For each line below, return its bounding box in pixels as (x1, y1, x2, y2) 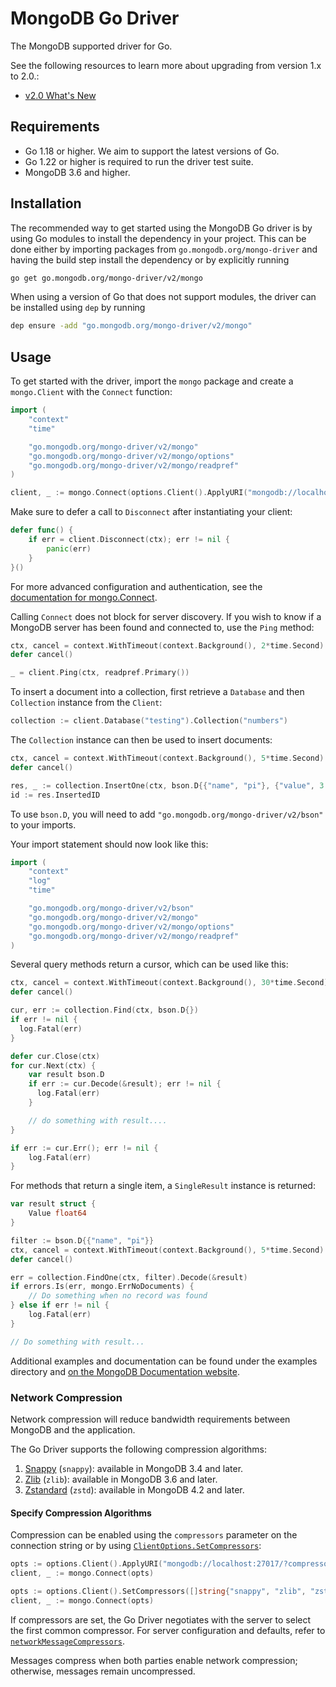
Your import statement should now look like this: (10, 838, 209, 850)
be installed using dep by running (10, 302, 146, 314)
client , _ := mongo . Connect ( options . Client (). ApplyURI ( (10, 488, 248, 498)
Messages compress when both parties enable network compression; (10, 1654, 298, 1666)
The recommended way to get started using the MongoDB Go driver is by (10, 222, 313, 234)
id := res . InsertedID (10, 790, 101, 800)
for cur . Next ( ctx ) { (10, 1060, 97, 1071)
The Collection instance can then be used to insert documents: (10, 734, 273, 746)
